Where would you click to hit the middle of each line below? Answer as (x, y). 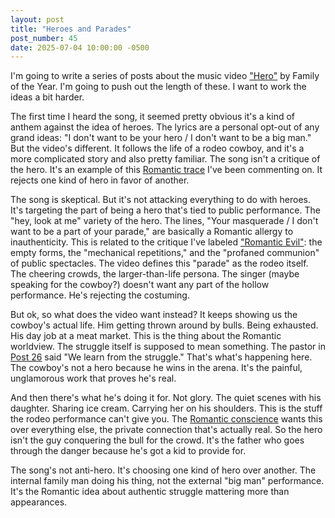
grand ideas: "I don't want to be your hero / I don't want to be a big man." (161, 138)
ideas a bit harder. (47, 97)
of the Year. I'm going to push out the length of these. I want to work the (158, 87)
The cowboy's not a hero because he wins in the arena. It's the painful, (156, 368)
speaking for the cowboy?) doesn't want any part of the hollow (140, 285)
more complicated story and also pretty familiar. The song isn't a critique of (165, 159)
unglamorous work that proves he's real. (93, 378)
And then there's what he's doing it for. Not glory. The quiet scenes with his (166, 398)
